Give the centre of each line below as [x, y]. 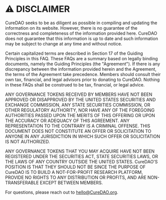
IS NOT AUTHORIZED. [28, 141]
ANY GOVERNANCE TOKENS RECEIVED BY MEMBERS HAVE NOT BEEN [79, 94]
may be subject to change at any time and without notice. [64, 43]
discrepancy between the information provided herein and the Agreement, [81, 69]
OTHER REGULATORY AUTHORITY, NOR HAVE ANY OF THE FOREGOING [80, 110]
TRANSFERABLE [22, 182]
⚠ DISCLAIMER [38, 9]
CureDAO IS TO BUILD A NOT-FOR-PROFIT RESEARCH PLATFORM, [74, 172]
